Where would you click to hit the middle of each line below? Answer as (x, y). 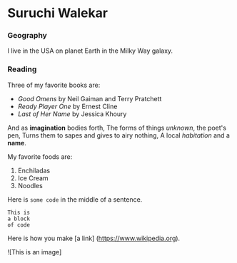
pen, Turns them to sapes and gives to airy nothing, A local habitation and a (119, 135)
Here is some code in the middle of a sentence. (75, 199)
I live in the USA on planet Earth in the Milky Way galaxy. (90, 51)
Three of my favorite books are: (54, 85)
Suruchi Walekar (58, 13)
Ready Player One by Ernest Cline (67, 106)
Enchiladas (34, 170)
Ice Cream (33, 178)
